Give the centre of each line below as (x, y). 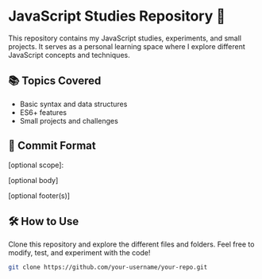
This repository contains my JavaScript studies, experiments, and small (125, 38)
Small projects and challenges (69, 120)
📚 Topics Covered (55, 81)
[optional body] (33, 180)
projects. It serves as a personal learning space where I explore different (127, 46)
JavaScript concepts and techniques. (69, 55)
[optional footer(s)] (39, 195)
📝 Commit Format (52, 146)
